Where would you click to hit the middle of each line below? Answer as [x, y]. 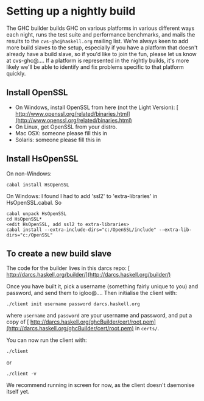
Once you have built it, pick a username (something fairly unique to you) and [102, 286]
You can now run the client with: [47, 340]
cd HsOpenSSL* [24, 219]
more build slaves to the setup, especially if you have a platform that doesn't [102, 48]
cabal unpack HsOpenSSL [37, 214]
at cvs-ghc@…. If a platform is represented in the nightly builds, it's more [98, 60]
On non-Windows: [29, 173]
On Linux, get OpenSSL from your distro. [66, 127]
